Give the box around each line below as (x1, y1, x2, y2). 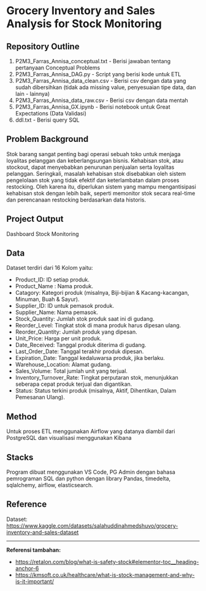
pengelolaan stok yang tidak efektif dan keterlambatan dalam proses (6, 176, 180, 184)
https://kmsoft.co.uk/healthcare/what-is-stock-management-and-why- (15, 571, 195, 578)
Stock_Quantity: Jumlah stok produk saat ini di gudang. (15, 315, 154, 323)
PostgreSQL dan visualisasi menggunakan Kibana (6, 434, 132, 442)
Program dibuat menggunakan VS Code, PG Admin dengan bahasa (6, 468, 176, 476)
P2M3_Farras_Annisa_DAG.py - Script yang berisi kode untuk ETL (15, 71, 181, 77)
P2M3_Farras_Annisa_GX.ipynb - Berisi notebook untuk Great (15, 103, 170, 111)
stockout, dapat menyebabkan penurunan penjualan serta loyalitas (6, 163, 175, 171)
